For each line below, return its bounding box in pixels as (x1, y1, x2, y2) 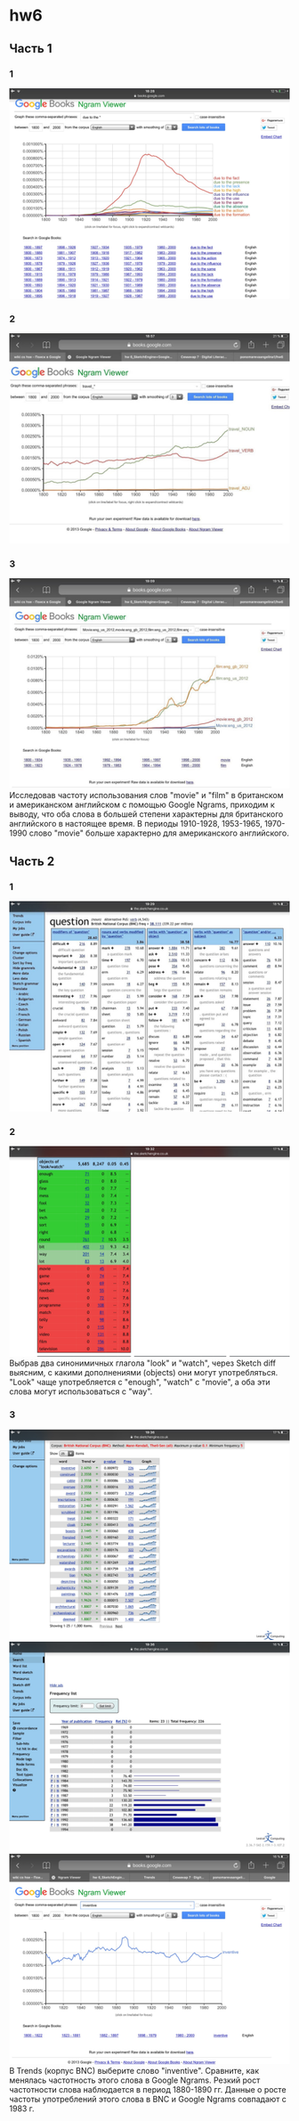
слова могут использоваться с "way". (9, 1386, 153, 1397)
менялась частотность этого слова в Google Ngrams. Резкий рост (9, 2075, 261, 2085)
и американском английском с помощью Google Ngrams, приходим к (9, 799, 276, 811)
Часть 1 (9, 41, 53, 56)
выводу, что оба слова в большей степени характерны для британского (9, 809, 284, 820)
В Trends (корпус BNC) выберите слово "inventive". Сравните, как (9, 2065, 260, 2076)
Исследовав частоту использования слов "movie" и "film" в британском (9, 790, 284, 801)
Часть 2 (9, 853, 55, 869)
